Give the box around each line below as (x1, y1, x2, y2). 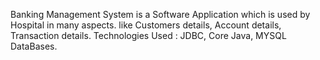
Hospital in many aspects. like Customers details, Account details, (10, 19, 282, 31)
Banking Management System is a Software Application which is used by (10, 9, 311, 20)
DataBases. (10, 40, 58, 52)
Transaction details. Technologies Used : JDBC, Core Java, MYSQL (10, 30, 287, 41)
